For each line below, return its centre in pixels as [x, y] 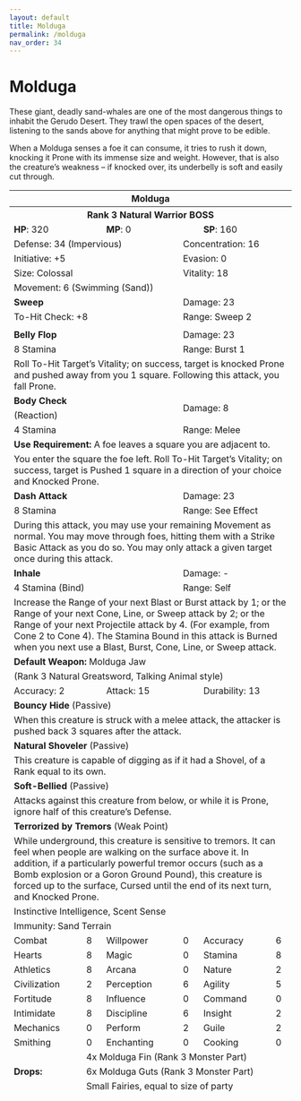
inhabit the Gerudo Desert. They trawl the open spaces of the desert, [137, 121]
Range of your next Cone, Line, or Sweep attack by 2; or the [140, 614]
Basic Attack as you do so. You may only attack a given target [143, 547]
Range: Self [206, 588]
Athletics [32, 970]
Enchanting [130, 1043]
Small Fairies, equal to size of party [160, 1087]
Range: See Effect [220, 511]
